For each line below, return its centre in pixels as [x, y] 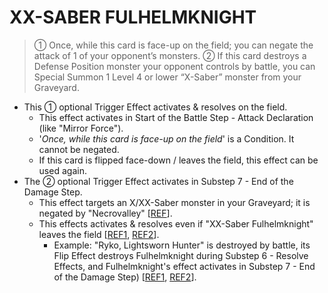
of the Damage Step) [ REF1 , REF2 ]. [125, 277]
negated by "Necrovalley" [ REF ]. [105, 213]
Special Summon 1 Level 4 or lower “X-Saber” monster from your [167, 77]
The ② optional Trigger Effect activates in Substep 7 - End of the [158, 181]
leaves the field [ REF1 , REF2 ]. [99, 234]
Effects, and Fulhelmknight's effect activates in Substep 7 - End [184, 266]
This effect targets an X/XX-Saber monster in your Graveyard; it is [174, 202]
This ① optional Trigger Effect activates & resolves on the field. [155, 107]
